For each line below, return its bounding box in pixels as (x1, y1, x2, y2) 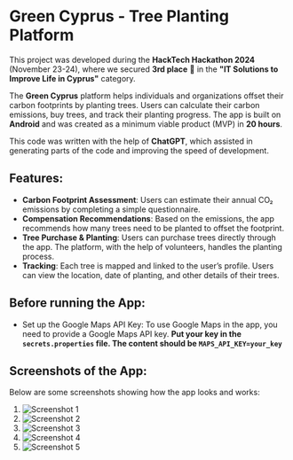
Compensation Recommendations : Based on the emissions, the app (21, 213, 275, 223)
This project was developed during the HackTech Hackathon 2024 (9, 54, 256, 65)
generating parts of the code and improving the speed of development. (9, 144, 269, 156)
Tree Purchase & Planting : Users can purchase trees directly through (21, 232, 277, 243)
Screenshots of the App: (9, 363, 147, 378)
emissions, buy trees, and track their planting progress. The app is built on (9, 109, 281, 120)
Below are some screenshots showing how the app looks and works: (9, 387, 260, 398)
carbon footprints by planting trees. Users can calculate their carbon (9, 99, 260, 110)
